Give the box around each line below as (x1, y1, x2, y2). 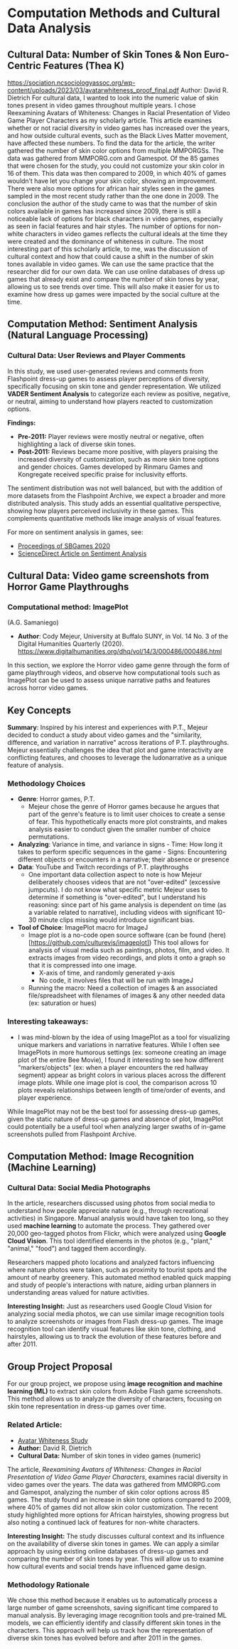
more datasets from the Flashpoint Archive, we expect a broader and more (7, 491, 226, 499)
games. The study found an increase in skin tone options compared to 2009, (7, 1495, 232, 1504)
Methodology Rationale (7, 1579, 90, 1589)
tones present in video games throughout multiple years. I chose (7, 101, 196, 110)
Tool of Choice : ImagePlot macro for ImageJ (17, 923, 148, 932)
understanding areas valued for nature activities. (7, 1288, 150, 1297)
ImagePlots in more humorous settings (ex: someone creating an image (17, 1048, 227, 1056)
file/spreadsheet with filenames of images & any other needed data (28, 991, 225, 1000)
